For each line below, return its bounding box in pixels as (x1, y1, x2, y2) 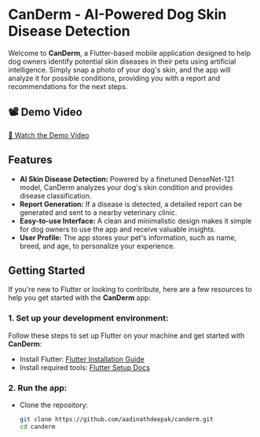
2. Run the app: (8, 382, 68, 393)
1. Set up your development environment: (8, 313, 169, 324)
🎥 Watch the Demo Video (8, 130, 90, 139)
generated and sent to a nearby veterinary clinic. (19, 207, 178, 217)
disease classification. (19, 191, 92, 200)
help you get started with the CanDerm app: (8, 293, 152, 302)
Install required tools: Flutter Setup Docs (19, 362, 151, 372)
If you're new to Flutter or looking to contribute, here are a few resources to (8, 285, 253, 294)
